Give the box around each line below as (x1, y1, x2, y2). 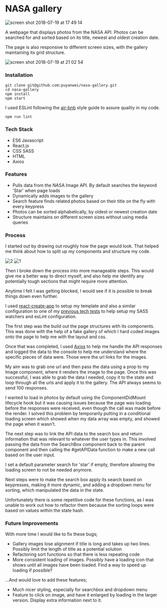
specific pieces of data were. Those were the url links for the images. (5, 354, 148, 360)
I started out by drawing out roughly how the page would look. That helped (5, 243, 159, 249)
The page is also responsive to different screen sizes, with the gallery (5, 44, 148, 50)
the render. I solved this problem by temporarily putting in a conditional (5, 410, 151, 416)
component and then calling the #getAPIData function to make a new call (5, 447, 156, 453)
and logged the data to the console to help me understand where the (5, 349, 147, 355)
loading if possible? (12, 567, 53, 574)
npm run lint (5, 114, 32, 120)
